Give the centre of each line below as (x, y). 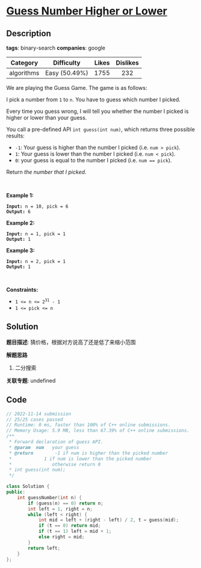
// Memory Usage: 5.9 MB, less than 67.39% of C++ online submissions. (98, 431)
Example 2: (20, 223)
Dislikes (128, 63)
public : (16, 492)
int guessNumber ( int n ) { (50, 497)
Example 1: (20, 195)
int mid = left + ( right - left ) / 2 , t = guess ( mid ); (109, 520)
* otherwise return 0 (55, 464)
